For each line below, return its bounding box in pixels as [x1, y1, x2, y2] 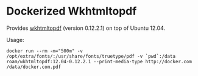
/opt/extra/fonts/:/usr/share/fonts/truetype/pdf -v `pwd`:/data [6, 53, 175, 59]
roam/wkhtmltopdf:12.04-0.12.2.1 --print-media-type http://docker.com [6, 58, 192, 64]
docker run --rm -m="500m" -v [6, 47, 83, 54]
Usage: [6, 36, 24, 43]
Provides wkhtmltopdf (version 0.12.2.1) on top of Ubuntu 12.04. [6, 24, 166, 32]
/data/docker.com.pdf [6, 64, 62, 70]
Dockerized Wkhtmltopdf [6, 4, 137, 18]
